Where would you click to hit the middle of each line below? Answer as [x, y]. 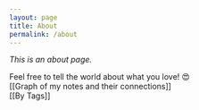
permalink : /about [43, 34]
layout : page [33, 17]
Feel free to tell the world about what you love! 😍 [99, 77]
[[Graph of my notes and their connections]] [91, 87]
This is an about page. [50, 60]
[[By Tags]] [30, 96]
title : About [33, 26]
